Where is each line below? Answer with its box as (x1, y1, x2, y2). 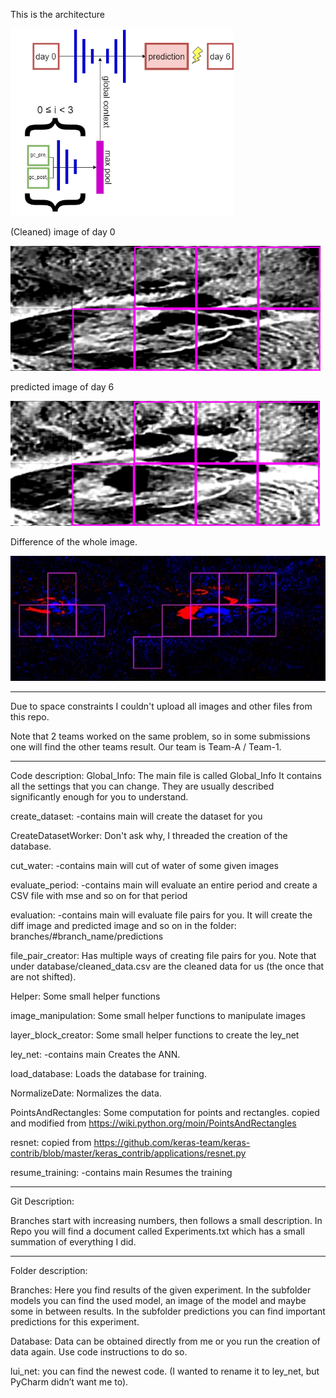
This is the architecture (10, 9, 105, 20)
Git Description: (10, 1195, 75, 1207)
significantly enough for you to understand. (10, 791, 189, 803)
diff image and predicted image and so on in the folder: (10, 920, 237, 931)
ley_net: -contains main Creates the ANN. (10, 1049, 181, 1060)
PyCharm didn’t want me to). (10, 1376, 129, 1388)
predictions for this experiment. (10, 1316, 140, 1328)
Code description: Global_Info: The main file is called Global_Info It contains (10, 770, 322, 781)
